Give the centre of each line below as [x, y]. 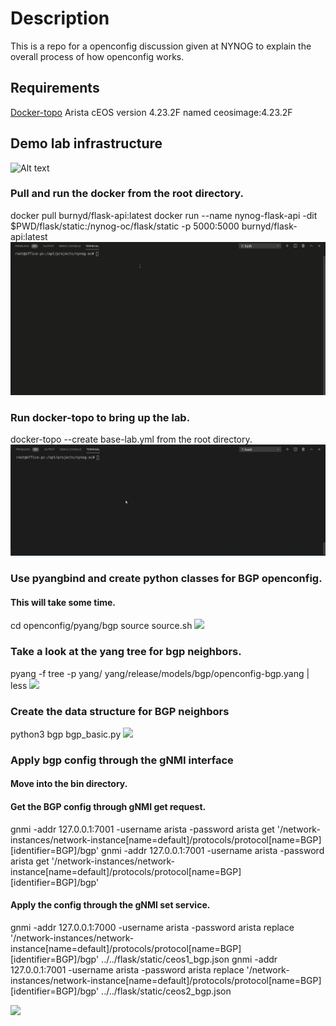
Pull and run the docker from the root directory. [127, 194]
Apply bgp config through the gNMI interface [122, 760]
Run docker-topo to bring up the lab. [100, 417]
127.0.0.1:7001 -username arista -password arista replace [127, 969]
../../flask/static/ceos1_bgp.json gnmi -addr [189, 959]
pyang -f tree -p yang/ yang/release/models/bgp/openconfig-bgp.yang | [160, 673]
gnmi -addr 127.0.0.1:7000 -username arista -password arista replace [152, 927]
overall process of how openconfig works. [97, 56]
